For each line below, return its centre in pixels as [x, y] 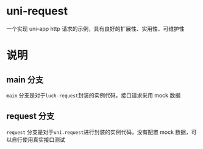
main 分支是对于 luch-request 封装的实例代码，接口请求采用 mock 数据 [94, 95]
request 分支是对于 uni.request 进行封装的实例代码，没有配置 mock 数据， [99, 132]
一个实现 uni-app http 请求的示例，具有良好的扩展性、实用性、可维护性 [95, 28]
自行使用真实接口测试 [38, 139]
